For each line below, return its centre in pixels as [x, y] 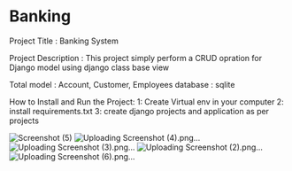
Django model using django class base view [89, 67]
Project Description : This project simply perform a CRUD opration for [136, 58]
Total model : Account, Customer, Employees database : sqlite [122, 84]
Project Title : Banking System [64, 41]
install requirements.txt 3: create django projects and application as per [139, 111]
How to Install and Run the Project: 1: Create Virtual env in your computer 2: [147, 101]
